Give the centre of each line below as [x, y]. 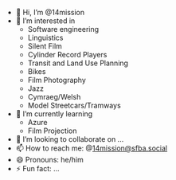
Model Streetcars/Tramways [74, 105]
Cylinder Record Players [67, 55]
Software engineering [63, 29]
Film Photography [57, 80]
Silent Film [45, 46]
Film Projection [52, 131]
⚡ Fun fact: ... [37, 168]
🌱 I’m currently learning [54, 114]
